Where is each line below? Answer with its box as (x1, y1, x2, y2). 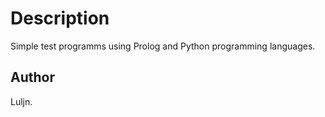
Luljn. (10, 95, 33, 107)
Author (10, 69, 55, 86)
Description (10, 7, 110, 30)
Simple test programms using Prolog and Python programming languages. (10, 40, 316, 52)
